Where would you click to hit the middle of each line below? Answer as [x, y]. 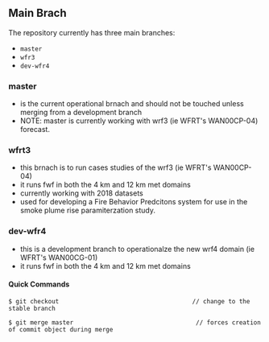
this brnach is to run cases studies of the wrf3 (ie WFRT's [116, 167]
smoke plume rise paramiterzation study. [87, 210]
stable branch [32, 308]
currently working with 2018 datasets [81, 193]
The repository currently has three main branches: [92, 32]
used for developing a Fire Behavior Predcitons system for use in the [134, 202]
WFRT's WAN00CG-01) [59, 258]
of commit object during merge [61, 329]
